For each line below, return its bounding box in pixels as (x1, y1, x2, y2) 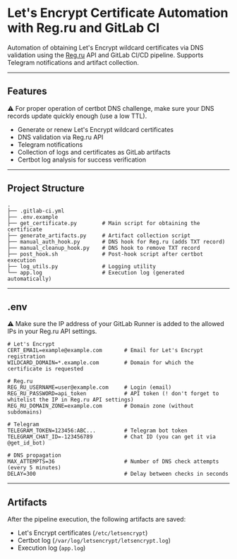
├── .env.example (7, 213, 59, 220)
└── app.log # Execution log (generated (7, 269, 185, 276)
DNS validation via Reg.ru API (17, 133, 104, 141)
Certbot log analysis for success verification (17, 155, 147, 164)
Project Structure (7, 182, 85, 195)
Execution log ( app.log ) (17, 543, 86, 552)
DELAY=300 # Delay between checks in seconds (7, 471, 229, 478)
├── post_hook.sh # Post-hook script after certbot (7, 251, 203, 258)
